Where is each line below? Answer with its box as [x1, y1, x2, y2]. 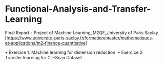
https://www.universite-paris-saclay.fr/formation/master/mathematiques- [6, 35, 154, 41]
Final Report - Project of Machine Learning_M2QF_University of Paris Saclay [5, 30, 159, 35]
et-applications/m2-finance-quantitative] [5, 40, 87, 46]
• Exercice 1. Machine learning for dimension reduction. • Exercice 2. [5, 49, 144, 55]
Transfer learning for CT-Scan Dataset [5, 54, 82, 60]
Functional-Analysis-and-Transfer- [5, 3, 151, 15]
